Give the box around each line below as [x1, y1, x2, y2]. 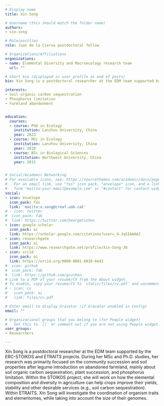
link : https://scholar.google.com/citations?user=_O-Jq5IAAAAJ [9, 231, 141, 237]
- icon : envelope [5, 195, 41, 200]
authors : [5, 25, 23, 30]
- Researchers [5, 331, 34, 336]
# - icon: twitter [5, 209, 42, 214]
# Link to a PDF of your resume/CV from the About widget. [5, 277, 128, 282]
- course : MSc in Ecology [9, 137, 62, 142]
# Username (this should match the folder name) [5, 20, 106, 25]
